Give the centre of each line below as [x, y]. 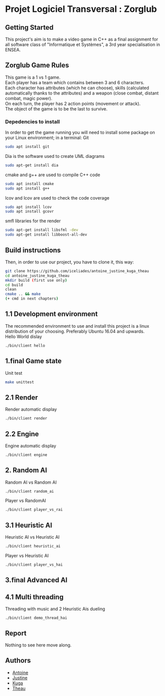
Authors [18, 661]
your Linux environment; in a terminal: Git [47, 138]
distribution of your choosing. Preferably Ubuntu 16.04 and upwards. [75, 331]
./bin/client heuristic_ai [33, 546]
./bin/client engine [26, 455]
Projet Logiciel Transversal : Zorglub [81, 9]
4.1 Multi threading [34, 597]
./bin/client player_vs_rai [34, 510]
